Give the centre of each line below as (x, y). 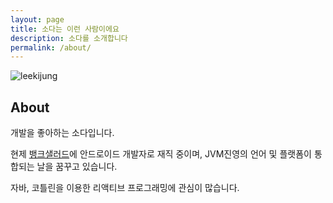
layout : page (37, 19)
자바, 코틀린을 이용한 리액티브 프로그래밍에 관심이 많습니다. (125, 188)
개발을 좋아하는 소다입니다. (62, 133)
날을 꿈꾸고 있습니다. (77, 167)
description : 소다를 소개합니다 (69, 38)
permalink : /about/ (51, 47)
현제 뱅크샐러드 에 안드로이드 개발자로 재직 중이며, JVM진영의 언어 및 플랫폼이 (161, 154)
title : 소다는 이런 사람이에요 (65, 29)
